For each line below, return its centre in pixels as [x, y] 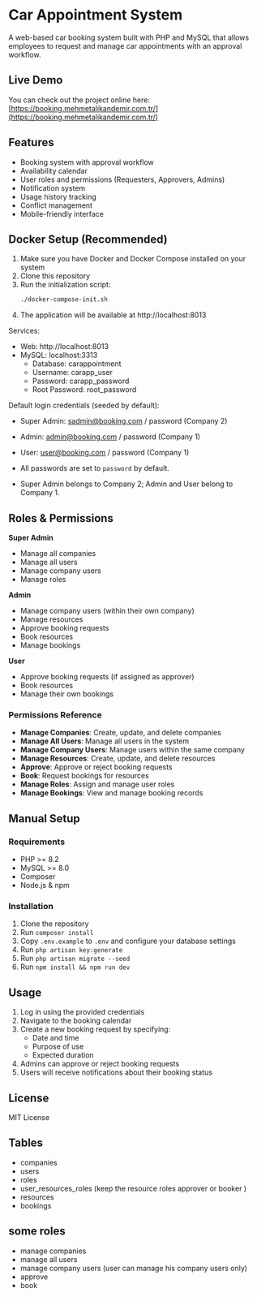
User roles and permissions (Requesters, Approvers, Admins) [122, 179]
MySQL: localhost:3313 [59, 355]
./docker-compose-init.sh [64, 299]
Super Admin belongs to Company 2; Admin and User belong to [126, 484]
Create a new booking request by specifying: [95, 1029]
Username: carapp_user [73, 373]
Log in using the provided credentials [82, 1012]
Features [31, 142]
